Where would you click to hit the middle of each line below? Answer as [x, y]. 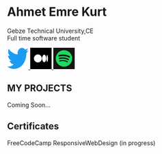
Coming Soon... [29, 105]
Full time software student [44, 38]
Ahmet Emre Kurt [57, 12]
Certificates [33, 126]
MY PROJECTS [40, 89]
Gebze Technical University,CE [51, 31]
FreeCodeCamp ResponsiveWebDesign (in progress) [81, 143]
